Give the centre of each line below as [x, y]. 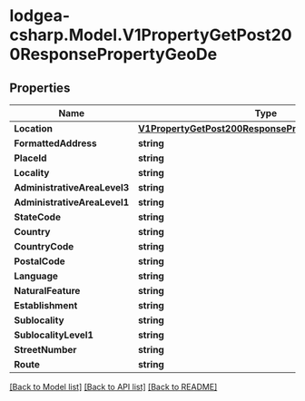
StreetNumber [45, 350]
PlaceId [30, 158]
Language [36, 276]
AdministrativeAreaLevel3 [72, 187]
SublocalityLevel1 [54, 335]
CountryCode [44, 246]
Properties [40, 88]
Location [33, 128]
